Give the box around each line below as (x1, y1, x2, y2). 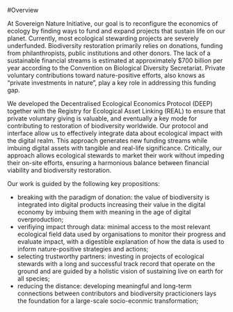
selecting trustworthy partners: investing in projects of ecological (17, 252, 204, 260)
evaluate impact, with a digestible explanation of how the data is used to (17, 237, 225, 246)
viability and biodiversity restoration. (7, 166, 112, 174)
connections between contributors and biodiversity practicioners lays (17, 289, 217, 297)
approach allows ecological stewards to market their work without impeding (7, 151, 225, 159)
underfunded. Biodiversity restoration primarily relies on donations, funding (7, 42, 223, 49)
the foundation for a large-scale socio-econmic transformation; (17, 297, 199, 305)
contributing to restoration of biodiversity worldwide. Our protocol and (7, 122, 209, 130)
